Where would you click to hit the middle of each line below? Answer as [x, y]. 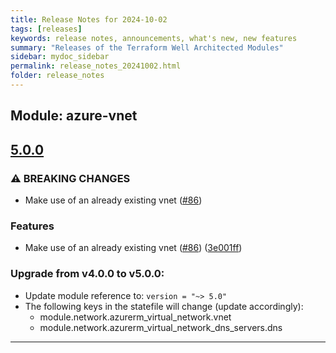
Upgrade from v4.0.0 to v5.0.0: [87, 274]
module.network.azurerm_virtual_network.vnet [135, 317]
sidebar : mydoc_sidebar [60, 57]
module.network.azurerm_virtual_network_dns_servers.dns [161, 327]
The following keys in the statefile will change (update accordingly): [164, 306]
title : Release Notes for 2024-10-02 [89, 19]
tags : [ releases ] [46, 29]
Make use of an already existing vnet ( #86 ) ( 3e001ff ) [133, 248]
